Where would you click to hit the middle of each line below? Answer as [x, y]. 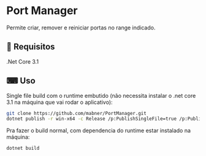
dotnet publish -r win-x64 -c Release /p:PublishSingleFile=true [91, 119]
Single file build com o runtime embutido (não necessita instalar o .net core [101, 95]
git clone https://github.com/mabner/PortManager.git [77, 113]
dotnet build [23, 148]
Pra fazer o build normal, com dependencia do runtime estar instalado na [99, 131]
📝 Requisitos [31, 47]
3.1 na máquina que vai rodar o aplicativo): [59, 102]
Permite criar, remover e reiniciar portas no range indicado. [81, 28]
